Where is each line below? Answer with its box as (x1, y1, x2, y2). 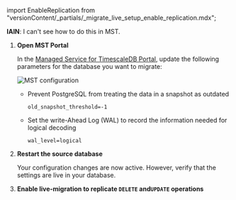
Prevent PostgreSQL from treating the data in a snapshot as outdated (27, 90, 230, 98)
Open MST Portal (16, 41, 69, 49)
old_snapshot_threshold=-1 (27, 104, 108, 111)
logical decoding (27, 123, 77, 132)
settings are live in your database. (16, 171, 116, 179)
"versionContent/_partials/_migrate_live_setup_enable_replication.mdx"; (6, 13, 217, 22)
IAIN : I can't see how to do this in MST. (6, 28, 121, 35)
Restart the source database (16, 150, 103, 158)
